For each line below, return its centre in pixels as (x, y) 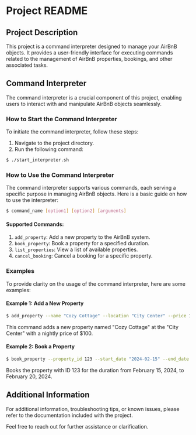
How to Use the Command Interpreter (60, 175)
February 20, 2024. (29, 376)
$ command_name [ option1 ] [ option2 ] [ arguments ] (66, 211)
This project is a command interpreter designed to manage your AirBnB (92, 46)
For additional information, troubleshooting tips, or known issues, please (93, 409)
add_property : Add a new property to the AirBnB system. (82, 237)
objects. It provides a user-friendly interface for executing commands (90, 53)
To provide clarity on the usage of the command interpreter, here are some (96, 284)
